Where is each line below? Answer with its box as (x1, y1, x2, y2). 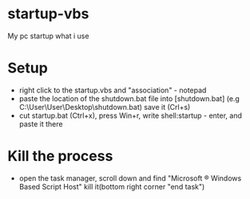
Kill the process (7, 147, 113, 166)
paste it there (18, 119, 63, 128)
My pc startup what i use (7, 31, 89, 41)
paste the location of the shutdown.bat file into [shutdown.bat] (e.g (18, 93, 240, 103)
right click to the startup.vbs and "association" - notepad (18, 85, 207, 95)
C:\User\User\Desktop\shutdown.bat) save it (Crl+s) (18, 102, 191, 111)
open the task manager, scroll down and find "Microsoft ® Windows (18, 173, 242, 183)
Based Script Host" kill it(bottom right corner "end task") (18, 181, 205, 191)
